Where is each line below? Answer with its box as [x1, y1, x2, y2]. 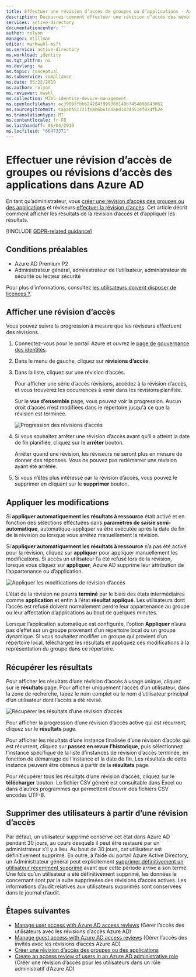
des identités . [14, 346, 48, 353]
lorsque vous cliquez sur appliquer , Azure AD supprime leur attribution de [6, 562, 184, 569]
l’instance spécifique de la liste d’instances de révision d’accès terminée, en [6, 749, 188, 756]
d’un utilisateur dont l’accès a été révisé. [6, 697, 103, 704]
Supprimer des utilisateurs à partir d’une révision [6, 809, 188, 818]
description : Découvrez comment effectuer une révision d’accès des [6, 14, 176, 20]
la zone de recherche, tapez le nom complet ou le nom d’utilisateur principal [6, 690, 188, 697]
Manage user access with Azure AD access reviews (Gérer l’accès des [14, 921, 185, 928]
